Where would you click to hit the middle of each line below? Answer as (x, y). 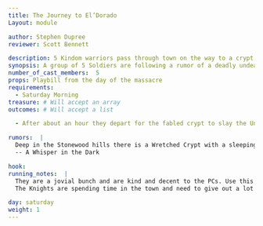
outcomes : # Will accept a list (61, 109)
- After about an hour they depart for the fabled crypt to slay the (131, 124)
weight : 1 (24, 210)
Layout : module (33, 23)
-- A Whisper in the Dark (58, 152)
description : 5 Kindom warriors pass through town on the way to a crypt (131, 58)
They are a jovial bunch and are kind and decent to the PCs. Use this (135, 181)
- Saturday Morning (47, 95)
